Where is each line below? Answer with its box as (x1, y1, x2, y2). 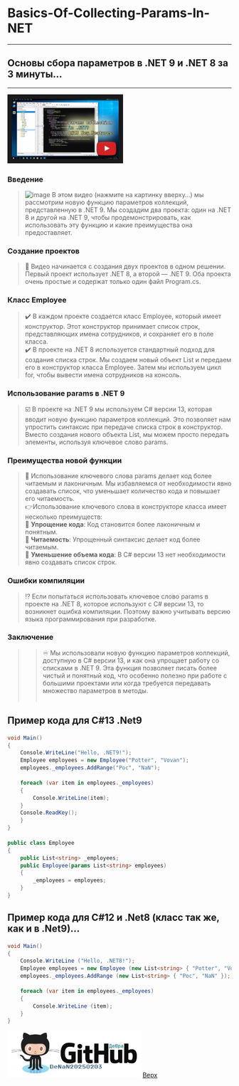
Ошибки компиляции (7, 576, 85, 586)
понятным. (24, 528, 58, 537)
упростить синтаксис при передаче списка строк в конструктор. (24, 422, 223, 431)
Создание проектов (7, 246, 80, 255)
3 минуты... (7, 68, 63, 80)
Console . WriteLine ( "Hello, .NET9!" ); (20, 749, 132, 756)
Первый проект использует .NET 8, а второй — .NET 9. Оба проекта (24, 270, 231, 278)
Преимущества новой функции (7, 455, 122, 465)
